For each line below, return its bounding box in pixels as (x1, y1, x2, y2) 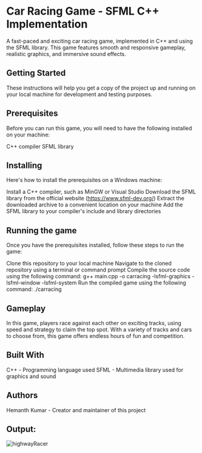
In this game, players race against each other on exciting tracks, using (6, 320, 182, 326)
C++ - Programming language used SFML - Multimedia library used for (6, 366, 184, 373)
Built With (6, 350, 44, 360)
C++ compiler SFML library (6, 142, 74, 150)
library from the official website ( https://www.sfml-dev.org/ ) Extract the (6, 195, 185, 202)
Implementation (6, 17, 88, 31)
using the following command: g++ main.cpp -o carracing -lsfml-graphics (6, 273, 191, 280)
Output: (6, 424, 36, 435)
